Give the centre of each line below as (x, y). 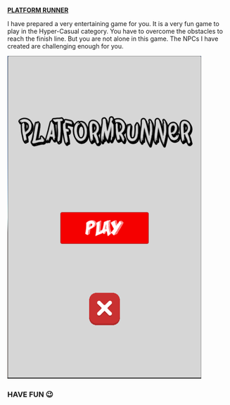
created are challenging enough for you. (66, 46)
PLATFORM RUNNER (38, 10)
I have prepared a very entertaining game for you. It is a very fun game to (113, 24)
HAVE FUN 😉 (31, 394)
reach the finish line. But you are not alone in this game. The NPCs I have (113, 39)
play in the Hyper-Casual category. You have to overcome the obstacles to (115, 31)
